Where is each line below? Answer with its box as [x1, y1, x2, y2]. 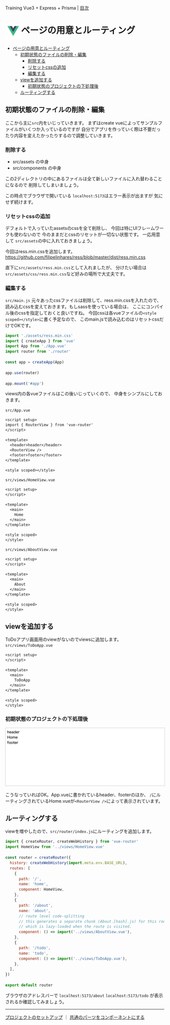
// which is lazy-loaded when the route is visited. [18, 924, 132, 929]
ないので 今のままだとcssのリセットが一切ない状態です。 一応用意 [22, 231, 160, 237]
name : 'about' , [18, 908, 51, 913]
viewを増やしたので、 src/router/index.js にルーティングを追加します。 [5, 828, 154, 834]
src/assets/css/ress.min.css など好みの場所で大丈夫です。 [5, 271, 128, 277]
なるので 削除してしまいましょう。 [9, 182, 82, 188]
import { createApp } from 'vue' [5, 338, 76, 343]
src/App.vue [5, 408, 30, 413]
